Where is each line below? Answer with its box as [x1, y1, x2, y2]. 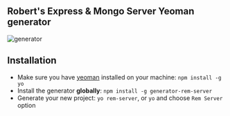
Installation [7, 55, 57, 66]
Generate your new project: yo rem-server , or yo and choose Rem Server [17, 93, 223, 102]
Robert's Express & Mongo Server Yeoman [7, 6, 195, 17]
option [17, 101, 36, 109]
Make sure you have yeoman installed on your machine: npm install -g [17, 72, 222, 81]
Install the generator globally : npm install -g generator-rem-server [17, 86, 213, 95]
